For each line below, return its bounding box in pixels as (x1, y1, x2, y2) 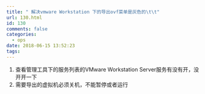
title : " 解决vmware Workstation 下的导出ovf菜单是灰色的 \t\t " (6, 8, 160, 15)
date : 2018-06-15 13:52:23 (6, 43, 75, 49)
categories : (6, 32, 37, 38)
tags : (6, 49, 20, 55)
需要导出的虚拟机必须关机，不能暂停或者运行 (15, 81, 129, 88)
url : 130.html (6, 15, 43, 21)
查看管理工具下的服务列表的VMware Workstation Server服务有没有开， (15, 65, 194, 73)
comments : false (6, 25, 48, 32)
